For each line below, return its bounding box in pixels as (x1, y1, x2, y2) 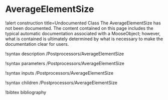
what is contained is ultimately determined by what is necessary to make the (5, 36, 163, 42)
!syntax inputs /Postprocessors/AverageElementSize (5, 70, 114, 76)
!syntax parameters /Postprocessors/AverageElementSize (5, 60, 124, 66)
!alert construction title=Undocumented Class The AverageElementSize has (5, 20, 161, 26)
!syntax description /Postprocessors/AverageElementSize (5, 51, 124, 57)
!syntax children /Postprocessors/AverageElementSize (5, 80, 118, 86)
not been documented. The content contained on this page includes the (5, 25, 154, 31)
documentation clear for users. (5, 41, 69, 47)
